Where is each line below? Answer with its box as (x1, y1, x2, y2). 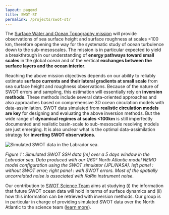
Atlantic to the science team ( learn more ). (5, 204, 92, 210)
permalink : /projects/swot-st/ (5, 17, 71, 22)
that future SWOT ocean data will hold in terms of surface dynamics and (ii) (5, 188, 162, 194)
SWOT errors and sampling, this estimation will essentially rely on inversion (5, 89, 162, 95)
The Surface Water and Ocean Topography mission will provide (5, 31, 137, 37)
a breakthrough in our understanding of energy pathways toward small (5, 52, 154, 58)
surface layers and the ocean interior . (5, 63, 86, 69)
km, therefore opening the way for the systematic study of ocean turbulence (5, 41, 164, 48)
